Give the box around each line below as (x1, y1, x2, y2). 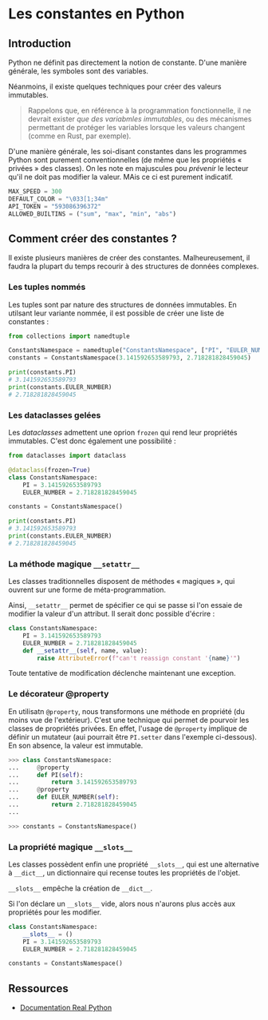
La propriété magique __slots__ (8, 841, 133, 852)
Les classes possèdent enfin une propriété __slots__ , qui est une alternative (8, 859, 260, 869)
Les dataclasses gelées (8, 409, 101, 420)
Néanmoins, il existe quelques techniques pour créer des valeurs (8, 81, 222, 91)
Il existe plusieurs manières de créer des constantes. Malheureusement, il (8, 253, 250, 263)
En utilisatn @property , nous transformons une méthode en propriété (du (8, 706, 245, 716)
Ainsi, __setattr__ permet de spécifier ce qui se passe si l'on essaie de (8, 601, 243, 610)
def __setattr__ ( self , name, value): (22, 646, 148, 655)
